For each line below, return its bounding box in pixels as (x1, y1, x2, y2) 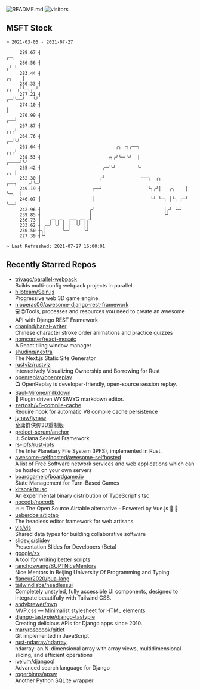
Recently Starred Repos (6, 259, 97, 270)
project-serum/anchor (14, 428, 70, 435)
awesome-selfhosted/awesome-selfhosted (14, 453, 121, 461)
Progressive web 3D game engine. (14, 294, 100, 302)
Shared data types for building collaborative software (14, 530, 146, 537)
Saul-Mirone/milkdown (14, 389, 71, 396)
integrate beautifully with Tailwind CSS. (14, 594, 112, 601)
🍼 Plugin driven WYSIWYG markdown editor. (14, 395, 124, 402)
